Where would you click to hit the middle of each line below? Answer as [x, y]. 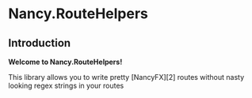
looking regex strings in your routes [66, 85]
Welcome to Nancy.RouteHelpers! [65, 62]
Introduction [40, 43]
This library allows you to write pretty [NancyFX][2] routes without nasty [126, 77]
